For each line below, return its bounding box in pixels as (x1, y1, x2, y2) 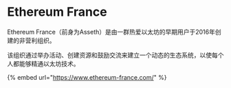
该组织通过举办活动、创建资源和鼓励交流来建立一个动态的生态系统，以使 (7, 51, 212, 59)
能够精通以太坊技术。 (19, 59, 80, 67)
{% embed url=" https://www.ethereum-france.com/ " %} (7, 73, 167, 81)
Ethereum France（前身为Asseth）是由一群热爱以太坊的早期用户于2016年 (7, 27, 215, 36)
